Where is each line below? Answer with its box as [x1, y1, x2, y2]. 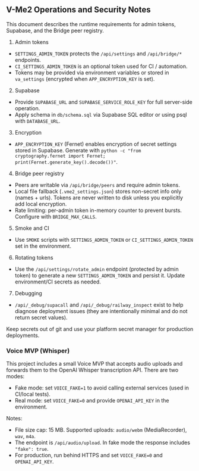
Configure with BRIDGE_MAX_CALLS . [14, 213, 97, 220]
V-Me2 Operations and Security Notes [6, 5, 151, 15]
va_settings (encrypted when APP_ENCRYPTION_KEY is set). [14, 75, 155, 82]
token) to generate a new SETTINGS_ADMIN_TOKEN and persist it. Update [14, 272, 185, 279]
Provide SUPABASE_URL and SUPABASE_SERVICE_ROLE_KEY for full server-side [14, 98, 193, 105]
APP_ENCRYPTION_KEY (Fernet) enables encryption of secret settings [14, 140, 177, 148]
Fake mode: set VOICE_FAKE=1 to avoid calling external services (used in [14, 384, 189, 392]
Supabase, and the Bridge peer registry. [6, 27, 104, 34]
